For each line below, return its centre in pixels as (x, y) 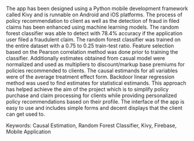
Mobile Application (29, 132)
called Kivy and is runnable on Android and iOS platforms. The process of (94, 15)
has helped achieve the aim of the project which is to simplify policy (87, 89)
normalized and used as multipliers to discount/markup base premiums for (96, 64)
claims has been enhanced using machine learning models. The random (93, 27)
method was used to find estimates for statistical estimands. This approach (96, 83)
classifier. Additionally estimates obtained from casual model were (86, 58)
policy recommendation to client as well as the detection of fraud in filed (93, 21)
